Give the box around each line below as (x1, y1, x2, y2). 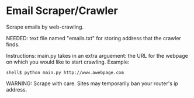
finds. (6, 41, 20, 48)
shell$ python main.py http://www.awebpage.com (6, 69, 124, 75)
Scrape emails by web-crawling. (6, 23, 84, 30)
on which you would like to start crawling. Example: (6, 58, 130, 65)
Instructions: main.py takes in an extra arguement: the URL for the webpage (6, 52, 188, 59)
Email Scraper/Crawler (6, 4, 118, 17)
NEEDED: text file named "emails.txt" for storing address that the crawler (6, 34, 181, 41)
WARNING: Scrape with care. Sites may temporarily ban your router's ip (6, 80, 178, 87)
